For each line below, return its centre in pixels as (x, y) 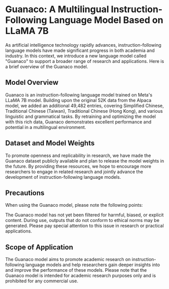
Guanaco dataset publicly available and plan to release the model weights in (84, 160)
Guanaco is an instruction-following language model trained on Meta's (79, 94)
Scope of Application (39, 247)
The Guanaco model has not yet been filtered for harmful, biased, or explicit (84, 215)
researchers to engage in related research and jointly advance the (74, 172)
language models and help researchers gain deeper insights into (93, 265)
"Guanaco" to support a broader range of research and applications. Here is (85, 61)
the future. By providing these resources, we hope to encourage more (78, 166)
